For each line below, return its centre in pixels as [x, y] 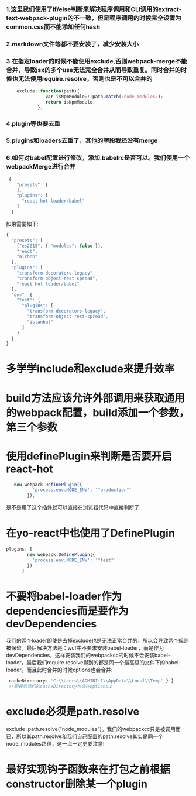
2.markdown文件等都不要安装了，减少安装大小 [73, 44]
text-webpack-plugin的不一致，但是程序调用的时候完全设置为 [94, 18]
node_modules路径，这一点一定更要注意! [55, 744]
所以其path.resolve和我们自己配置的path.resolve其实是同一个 [90, 736]
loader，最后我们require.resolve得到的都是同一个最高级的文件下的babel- [94, 663]
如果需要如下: [23, 224]
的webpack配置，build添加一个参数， [98, 412]
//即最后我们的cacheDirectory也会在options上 [61, 687]
